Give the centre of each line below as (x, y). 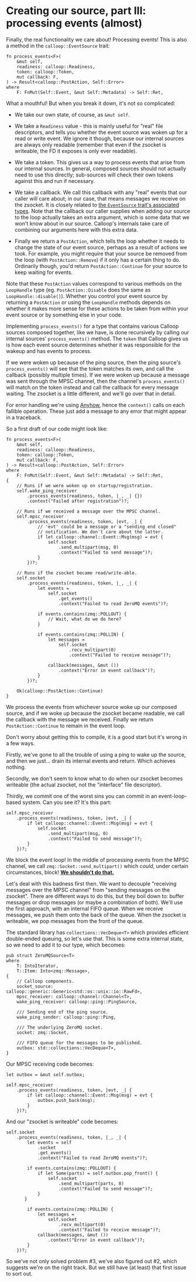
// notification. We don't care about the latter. (100, 532)
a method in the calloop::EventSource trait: (58, 46)
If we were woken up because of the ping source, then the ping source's (94, 362)
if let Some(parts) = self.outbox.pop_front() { (98, 1173)
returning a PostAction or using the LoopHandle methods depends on (88, 302)
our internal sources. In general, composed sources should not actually (100, 168)
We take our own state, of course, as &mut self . (72, 114)
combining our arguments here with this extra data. (76, 229)
